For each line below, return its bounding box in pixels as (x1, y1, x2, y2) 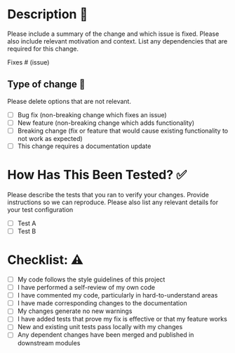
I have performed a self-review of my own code (17, 284, 156, 292)
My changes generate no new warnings (17, 307, 133, 315)
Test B (17, 227, 36, 235)
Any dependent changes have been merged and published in (17, 331, 194, 339)
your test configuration (7, 205, 74, 213)
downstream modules (17, 338, 81, 347)
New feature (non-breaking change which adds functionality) (17, 119, 195, 127)
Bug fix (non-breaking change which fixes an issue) (17, 110, 167, 119)
